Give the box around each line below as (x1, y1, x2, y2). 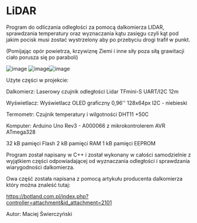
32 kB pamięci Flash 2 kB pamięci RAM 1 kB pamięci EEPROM (6, 139, 156, 147)
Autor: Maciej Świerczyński (6, 210, 73, 217)
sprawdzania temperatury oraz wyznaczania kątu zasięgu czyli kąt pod (6, 29, 179, 36)
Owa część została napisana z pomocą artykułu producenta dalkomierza (6, 175, 183, 182)
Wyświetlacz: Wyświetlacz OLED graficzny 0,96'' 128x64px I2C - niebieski (6, 99, 188, 106)
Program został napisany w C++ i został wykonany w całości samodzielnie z (6, 151, 191, 158)
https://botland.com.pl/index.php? (6, 192, 89, 199)
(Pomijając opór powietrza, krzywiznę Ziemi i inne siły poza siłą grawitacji (6, 47, 185, 54)
